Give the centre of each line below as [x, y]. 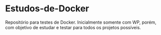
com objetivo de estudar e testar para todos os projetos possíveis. [73, 27]
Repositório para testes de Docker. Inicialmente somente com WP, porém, [81, 22]
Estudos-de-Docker [47, 9]
